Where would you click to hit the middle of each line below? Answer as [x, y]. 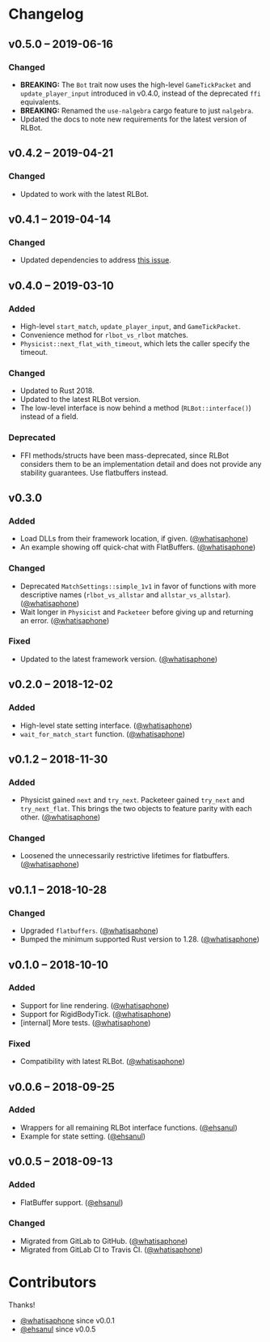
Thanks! [22, 1305]
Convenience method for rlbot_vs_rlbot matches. [104, 335]
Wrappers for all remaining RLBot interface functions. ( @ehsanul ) [129, 1127]
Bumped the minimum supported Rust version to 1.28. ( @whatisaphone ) [140, 939]
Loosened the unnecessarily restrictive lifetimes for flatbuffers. [125, 856]
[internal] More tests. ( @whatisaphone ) [85, 1023]
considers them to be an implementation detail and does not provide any [141, 464]
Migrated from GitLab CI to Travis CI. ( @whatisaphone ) [112, 1250]
